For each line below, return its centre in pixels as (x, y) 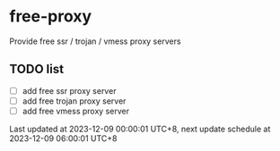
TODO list (37, 69)
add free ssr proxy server (69, 90)
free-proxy (51, 17)
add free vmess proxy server (76, 111)
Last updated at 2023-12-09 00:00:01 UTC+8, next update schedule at (140, 129)
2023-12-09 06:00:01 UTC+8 (64, 138)
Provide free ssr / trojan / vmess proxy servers (95, 41)
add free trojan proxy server (74, 101)
